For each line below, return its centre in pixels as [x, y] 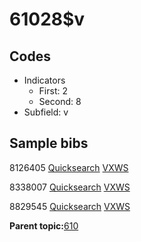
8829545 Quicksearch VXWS [70, 206]
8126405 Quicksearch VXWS [69, 167]
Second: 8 [60, 101]
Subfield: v [46, 112]
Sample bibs [49, 143]
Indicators [44, 80]
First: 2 [53, 91]
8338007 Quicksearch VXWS [70, 187]
